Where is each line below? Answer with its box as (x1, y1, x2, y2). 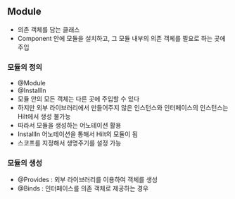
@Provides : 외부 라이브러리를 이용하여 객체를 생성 (17, 176, 158, 184)
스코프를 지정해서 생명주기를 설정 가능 (17, 139, 122, 147)
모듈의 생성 (7, 158, 43, 168)
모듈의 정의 (7, 62, 43, 72)
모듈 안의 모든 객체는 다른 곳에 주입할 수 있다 (17, 95, 140, 103)
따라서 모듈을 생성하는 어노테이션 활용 (17, 121, 122, 130)
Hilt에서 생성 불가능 (17, 112, 71, 121)
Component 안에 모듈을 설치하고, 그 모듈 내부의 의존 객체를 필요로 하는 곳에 (17, 34, 227, 42)
